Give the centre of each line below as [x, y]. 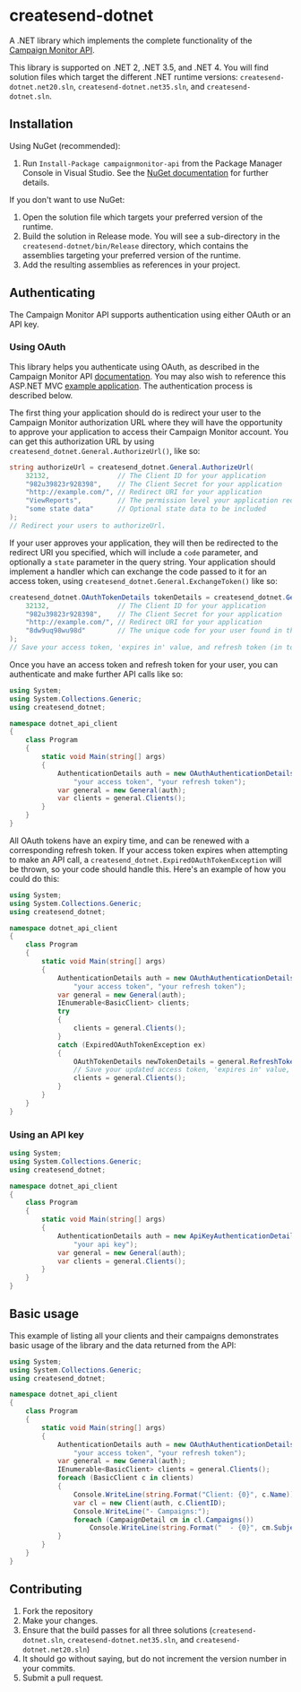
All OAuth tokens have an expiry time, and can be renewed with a [129, 841]
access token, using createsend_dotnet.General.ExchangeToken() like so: [143, 580]
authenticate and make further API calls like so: [96, 674]
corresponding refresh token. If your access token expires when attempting [149, 850]
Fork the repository [58, 1610]
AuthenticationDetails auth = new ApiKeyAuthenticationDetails [177, 1236]
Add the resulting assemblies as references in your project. [131, 265]
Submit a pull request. [63, 1678]
